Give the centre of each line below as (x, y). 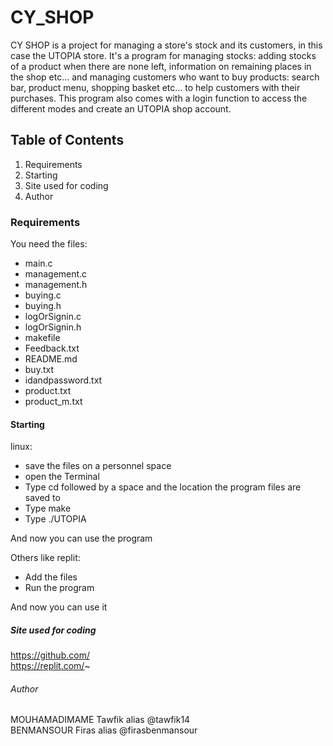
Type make (48, 508)
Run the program (59, 588)
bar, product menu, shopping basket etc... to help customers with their (155, 87)
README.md (51, 359)
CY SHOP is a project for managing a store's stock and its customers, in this (166, 45)
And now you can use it (59, 607)
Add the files (51, 577)
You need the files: (49, 244)
